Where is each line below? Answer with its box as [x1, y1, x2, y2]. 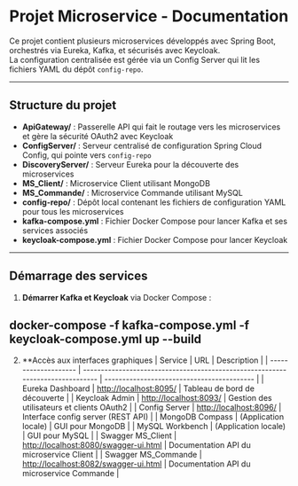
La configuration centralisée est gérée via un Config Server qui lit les [9, 54, 260, 65]
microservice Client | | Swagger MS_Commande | [21, 450, 202, 460]
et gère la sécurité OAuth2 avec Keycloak [21, 130, 174, 141]
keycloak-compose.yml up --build [9, 331, 202, 347]
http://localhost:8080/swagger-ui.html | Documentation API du [21, 440, 251, 451]
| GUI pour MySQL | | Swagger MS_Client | [21, 430, 177, 441]
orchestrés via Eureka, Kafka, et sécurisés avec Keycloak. [9, 44, 221, 55]
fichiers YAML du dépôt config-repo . [9, 64, 144, 74]
